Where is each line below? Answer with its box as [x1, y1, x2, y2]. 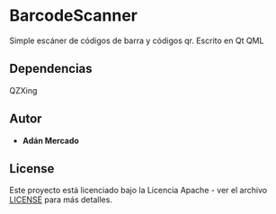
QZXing [9, 85, 38, 95]
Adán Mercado [22, 135, 79, 146]
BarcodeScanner [9, 5, 138, 26]
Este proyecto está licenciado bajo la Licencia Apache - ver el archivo [9, 185, 268, 196]
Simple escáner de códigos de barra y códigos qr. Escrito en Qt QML [9, 35, 264, 46]
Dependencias [9, 61, 93, 76]
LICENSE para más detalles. [9, 194, 112, 205]
